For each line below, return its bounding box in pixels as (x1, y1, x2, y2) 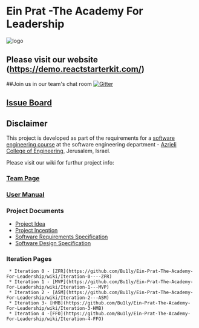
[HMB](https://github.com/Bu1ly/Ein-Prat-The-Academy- (49, 300, 191, 306)
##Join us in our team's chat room (6, 80, 92, 87)
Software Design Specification (15, 240, 91, 247)
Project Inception (15, 227, 58, 234)
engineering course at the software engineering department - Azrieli (6, 140, 177, 148)
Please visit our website (6, 54, 99, 65)
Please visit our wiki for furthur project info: (6, 159, 114, 166)
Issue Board (6, 98, 53, 108)
